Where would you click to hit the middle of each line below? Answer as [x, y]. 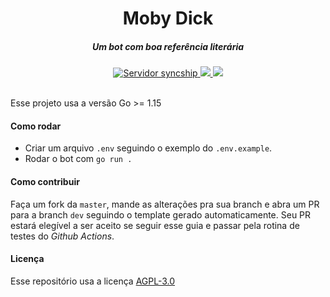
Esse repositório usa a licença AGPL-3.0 [93, 281]
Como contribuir [45, 181]
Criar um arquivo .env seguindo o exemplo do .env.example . [148, 148]
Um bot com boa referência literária [168, 46]
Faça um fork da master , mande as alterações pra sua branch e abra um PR [165, 204]
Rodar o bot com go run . [78, 159]
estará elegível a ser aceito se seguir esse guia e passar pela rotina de [155, 225]
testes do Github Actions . [62, 236]
